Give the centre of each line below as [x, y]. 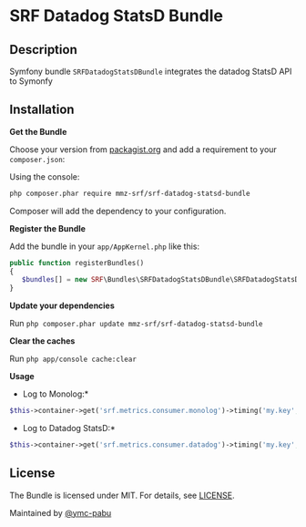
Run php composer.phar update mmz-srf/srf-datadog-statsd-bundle [136, 324]
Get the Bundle [38, 131]
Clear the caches [42, 341]
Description [43, 50]
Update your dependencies [62, 305]
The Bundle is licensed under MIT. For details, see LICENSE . [122, 495]
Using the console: [45, 176]
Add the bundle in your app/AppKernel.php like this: [105, 246]
